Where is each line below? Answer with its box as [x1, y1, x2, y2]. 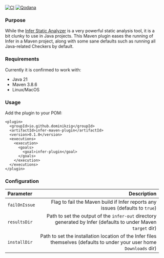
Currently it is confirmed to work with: [5, 66, 82, 73]
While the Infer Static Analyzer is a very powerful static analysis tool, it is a [5, 28, 155, 34]
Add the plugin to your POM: [5, 110, 62, 116]
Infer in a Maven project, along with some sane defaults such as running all [5, 38, 156, 44]
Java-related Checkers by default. [5, 43, 74, 49]
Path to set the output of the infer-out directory [46, 213, 157, 219]
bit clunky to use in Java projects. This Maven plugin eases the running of [5, 33, 154, 39]
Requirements [5, 56, 40, 63]
